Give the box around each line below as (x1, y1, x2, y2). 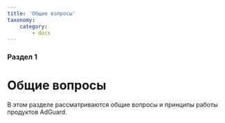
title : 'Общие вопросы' (7, 10, 76, 17)
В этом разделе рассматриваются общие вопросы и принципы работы (7, 101, 218, 109)
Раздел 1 (7, 53, 38, 62)
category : (19, 23, 48, 30)
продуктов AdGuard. (7, 108, 67, 116)
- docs (32, 29, 51, 37)
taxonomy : (7, 17, 36, 23)
